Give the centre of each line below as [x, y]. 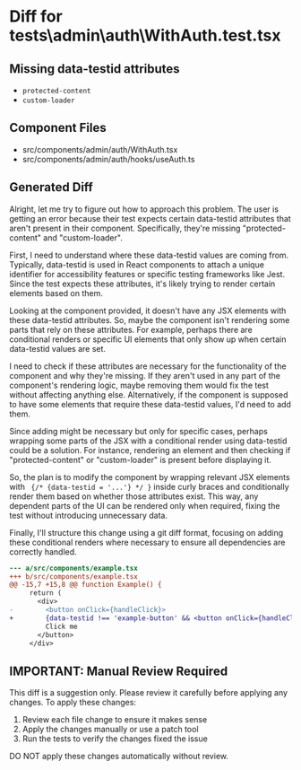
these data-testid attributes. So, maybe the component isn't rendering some [150, 319]
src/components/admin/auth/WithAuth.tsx [100, 149]
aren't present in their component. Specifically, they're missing [125, 228]
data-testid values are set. [57, 348]
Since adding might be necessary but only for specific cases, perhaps [139, 431]
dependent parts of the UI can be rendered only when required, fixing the [145, 505]
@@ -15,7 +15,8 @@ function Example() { [86, 585]
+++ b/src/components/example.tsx [74, 576]
